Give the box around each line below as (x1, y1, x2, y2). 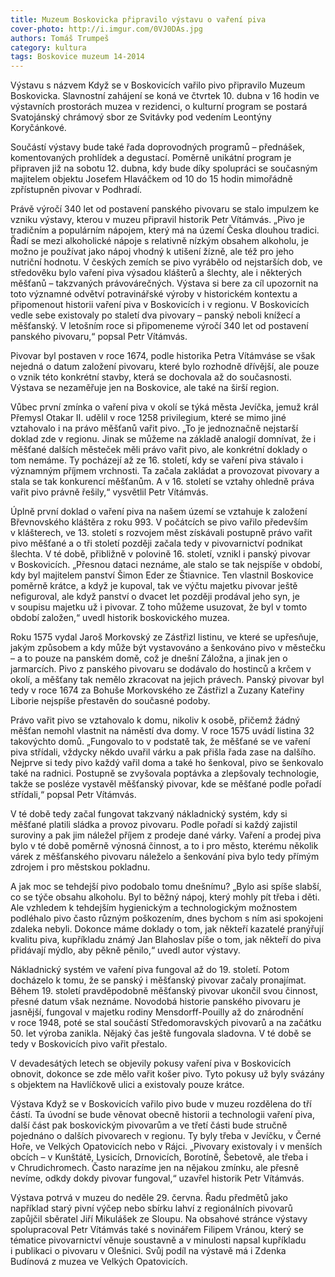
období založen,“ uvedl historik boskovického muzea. (10, 612, 230, 624)
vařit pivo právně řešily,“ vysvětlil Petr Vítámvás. (10, 486, 209, 498)
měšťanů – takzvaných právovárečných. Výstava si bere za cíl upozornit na (10, 277, 319, 290)
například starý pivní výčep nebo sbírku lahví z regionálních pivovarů (10, 1202, 293, 1215)
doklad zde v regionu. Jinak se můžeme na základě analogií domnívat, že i (10, 433, 317, 445)
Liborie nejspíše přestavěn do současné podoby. (10, 695, 211, 707)
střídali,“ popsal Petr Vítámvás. (10, 789, 137, 801)
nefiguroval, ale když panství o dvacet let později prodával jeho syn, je (10, 591, 300, 603)
